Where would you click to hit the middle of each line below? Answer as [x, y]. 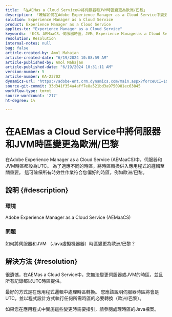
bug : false [17, 48]
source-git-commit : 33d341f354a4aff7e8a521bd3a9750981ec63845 [73, 86]
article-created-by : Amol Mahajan [42, 53]
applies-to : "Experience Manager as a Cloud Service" [64, 29]
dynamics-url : [20, 81]
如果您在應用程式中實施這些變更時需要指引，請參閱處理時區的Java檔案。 [82, 309]
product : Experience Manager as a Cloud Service [58, 24]
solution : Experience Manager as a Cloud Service [59, 19]
